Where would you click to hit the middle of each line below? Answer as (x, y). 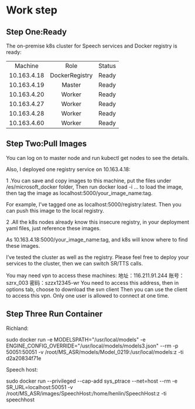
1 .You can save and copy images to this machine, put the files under (89, 180)
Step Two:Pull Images (46, 144)
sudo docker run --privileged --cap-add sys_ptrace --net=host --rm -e (92, 381)
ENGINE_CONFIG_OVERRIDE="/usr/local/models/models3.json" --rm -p (92, 346)
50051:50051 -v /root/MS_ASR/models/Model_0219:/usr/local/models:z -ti (95, 352)
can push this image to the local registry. (55, 210)
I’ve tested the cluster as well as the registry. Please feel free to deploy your (97, 257)
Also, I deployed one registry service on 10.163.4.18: (68, 169)
